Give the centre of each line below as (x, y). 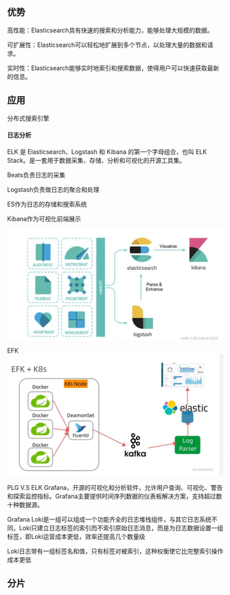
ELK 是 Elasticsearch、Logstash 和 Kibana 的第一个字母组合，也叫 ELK (107, 151)
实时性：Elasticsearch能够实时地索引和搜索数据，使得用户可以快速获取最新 (113, 68)
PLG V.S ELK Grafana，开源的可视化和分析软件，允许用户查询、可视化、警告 (115, 487)
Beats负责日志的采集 (36, 175)
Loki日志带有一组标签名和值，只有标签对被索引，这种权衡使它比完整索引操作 (115, 551)
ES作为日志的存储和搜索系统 (47, 204)
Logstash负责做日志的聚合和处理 (53, 189)
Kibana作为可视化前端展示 (44, 218)
